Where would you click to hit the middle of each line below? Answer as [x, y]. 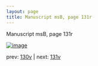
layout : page [22, 11]
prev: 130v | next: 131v [33, 57]
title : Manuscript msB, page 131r [49, 17]
